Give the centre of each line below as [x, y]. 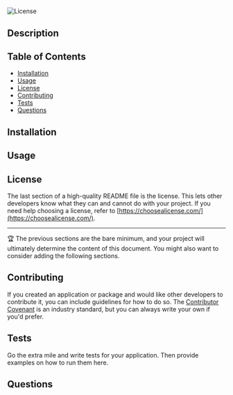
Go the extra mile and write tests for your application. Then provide [103, 355]
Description [33, 33]
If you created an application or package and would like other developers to [115, 294]
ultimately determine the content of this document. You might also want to [113, 248]
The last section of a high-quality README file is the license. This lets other [115, 196]
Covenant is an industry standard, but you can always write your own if [109, 309]
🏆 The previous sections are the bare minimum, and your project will [106, 238]
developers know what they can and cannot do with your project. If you [109, 203]
